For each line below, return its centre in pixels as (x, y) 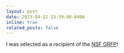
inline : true (22, 22)
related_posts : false (32, 28)
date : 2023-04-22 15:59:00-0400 (45, 17)
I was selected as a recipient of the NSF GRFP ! (62, 44)
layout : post (22, 11)
